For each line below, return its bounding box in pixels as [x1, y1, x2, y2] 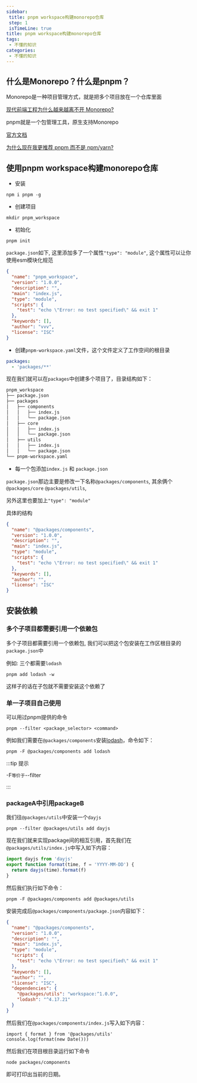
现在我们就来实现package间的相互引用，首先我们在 [6, 837, 132, 844]
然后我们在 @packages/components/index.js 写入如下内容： [6, 1019, 146, 1026]
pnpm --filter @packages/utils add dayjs [6, 825, 111, 832]
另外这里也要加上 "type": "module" [6, 496, 91, 503]
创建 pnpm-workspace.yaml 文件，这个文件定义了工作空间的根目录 [14, 346, 170, 353]
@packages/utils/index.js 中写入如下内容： [6, 844, 112, 852]
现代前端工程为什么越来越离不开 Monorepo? [6, 106, 114, 113]
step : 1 [8, 20, 28, 26]
